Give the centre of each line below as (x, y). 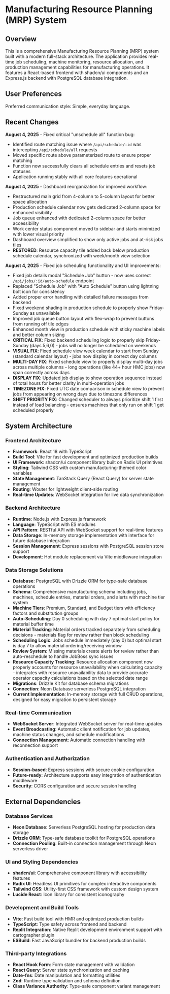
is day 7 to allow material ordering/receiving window (67, 645)
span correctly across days (41, 372)
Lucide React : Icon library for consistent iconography (69, 894)
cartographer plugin (33, 935)
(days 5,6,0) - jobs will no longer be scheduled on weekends (93, 345)
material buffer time (33, 624)
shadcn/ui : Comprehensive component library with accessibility (80, 873)
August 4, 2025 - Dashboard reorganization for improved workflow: (76, 186)
